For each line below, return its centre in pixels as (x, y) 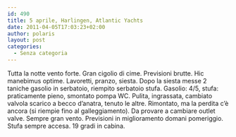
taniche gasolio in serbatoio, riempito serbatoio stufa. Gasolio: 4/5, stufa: (113, 88)
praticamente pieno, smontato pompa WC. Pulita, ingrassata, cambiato (110, 95)
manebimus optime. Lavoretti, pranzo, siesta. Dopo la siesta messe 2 (107, 81)
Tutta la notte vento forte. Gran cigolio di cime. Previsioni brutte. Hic (106, 73)
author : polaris (31, 34)
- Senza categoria (41, 54)
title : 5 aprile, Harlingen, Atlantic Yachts (75, 20)
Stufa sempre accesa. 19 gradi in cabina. (66, 126)
